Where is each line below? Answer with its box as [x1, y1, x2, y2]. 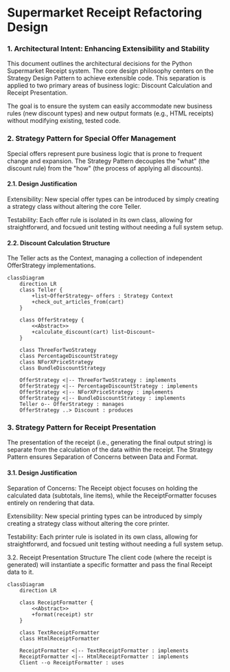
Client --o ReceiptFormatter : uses [19, 659, 125, 666]
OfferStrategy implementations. [7, 261, 96, 269]
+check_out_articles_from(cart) [32, 299, 125, 306]
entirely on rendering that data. [7, 498, 95, 506]
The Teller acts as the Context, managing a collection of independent [7, 254, 203, 262]
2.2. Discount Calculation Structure [7, 238, 111, 247]
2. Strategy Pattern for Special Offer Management [7, 134, 176, 144]
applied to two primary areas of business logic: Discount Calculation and [7, 81, 213, 90]
